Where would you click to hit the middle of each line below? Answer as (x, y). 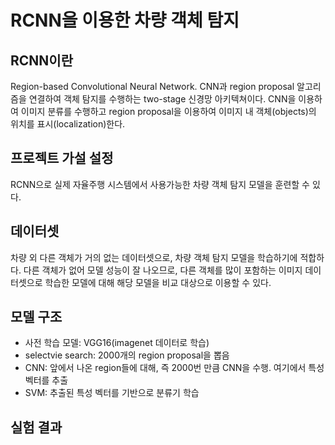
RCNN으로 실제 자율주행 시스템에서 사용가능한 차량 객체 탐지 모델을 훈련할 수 (160, 184)
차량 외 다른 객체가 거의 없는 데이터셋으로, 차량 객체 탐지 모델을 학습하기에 (154, 257)
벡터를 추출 (46, 380)
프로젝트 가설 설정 (62, 158)
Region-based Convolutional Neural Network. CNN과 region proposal (152, 86)
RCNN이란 (41, 60)
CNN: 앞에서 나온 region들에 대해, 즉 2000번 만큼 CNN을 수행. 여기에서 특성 (174, 368)
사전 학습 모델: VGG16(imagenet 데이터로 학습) (117, 343)
